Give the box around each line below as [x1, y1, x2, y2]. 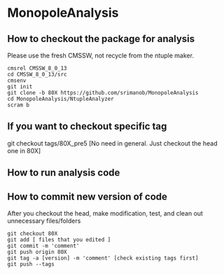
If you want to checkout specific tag [7, 120, 167, 132]
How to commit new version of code [7, 190, 168, 202]
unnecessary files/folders [7, 217, 81, 225]
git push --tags [7, 261, 55, 268]
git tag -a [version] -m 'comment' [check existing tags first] [7, 255, 199, 262]
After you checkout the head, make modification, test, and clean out [7, 209, 203, 218]
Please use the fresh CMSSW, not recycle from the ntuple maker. [7, 51, 195, 59]
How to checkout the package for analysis [7, 33, 195, 45]
